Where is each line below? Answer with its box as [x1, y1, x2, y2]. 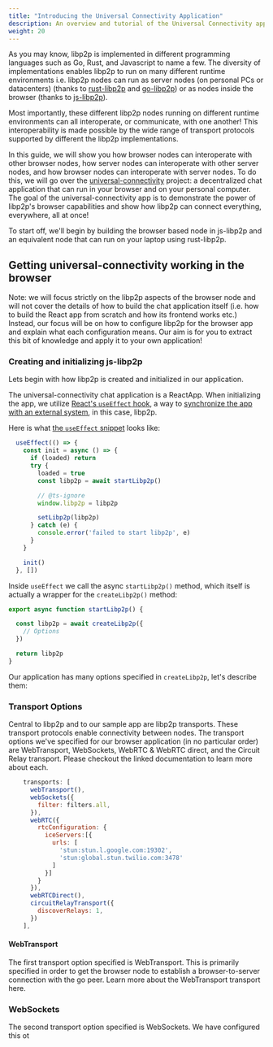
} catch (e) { [29, 521, 79, 529]
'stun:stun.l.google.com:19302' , [59, 846, 173, 854]
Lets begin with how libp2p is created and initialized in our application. [8, 375, 244, 384]
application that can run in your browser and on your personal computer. [8, 185, 252, 194]
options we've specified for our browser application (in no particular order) [8, 736, 258, 746]
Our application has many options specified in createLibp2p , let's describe [8, 671, 258, 681]
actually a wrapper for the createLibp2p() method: [8, 589, 177, 599]
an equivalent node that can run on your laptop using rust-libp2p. [8, 235, 227, 245]
